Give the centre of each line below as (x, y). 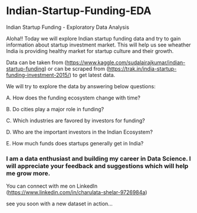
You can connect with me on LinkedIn (52, 186)
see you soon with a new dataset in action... (60, 204)
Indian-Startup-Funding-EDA (79, 11)
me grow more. (28, 173)
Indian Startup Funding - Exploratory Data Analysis (68, 27)
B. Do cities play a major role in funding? (55, 109)
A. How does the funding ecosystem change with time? (73, 98)
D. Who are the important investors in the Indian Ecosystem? (80, 132)
